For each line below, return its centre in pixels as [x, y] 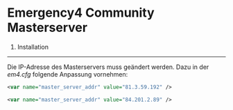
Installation [33, 47]
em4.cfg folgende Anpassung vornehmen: [68, 74]
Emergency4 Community [81, 13]
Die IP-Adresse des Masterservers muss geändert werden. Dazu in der [108, 67]
